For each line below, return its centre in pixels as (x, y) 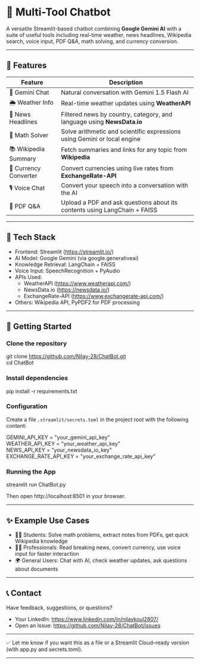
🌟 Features (26, 66)
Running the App (31, 471)
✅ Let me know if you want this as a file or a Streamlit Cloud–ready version (98, 643)
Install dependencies (37, 378)
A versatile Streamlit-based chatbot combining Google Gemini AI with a (94, 29)
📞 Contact (24, 593)
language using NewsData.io (102, 121)
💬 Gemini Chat (29, 92)
